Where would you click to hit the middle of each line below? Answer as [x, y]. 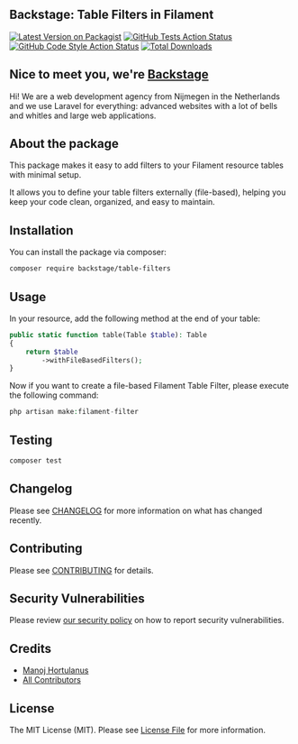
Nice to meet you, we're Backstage [109, 74]
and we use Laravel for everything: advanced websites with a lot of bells [144, 106]
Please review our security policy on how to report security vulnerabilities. [147, 620]
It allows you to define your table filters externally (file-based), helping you [148, 192]
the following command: [54, 395]
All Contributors [51, 680]
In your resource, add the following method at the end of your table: [135, 318]
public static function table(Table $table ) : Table [108, 335]
